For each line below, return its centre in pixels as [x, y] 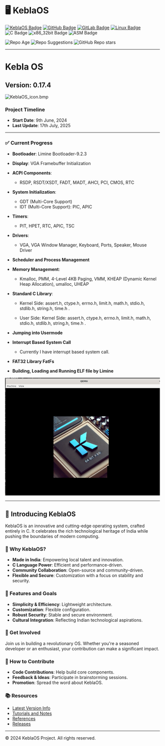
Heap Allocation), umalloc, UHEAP [54, 284]
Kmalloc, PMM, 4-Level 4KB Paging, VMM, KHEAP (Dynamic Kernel [88, 279]
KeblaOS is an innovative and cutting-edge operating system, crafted [75, 526]
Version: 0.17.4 [28, 85]
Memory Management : [36, 269]
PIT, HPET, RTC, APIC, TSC [47, 226]
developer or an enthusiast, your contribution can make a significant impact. [82, 648]
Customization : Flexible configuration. [51, 610]
